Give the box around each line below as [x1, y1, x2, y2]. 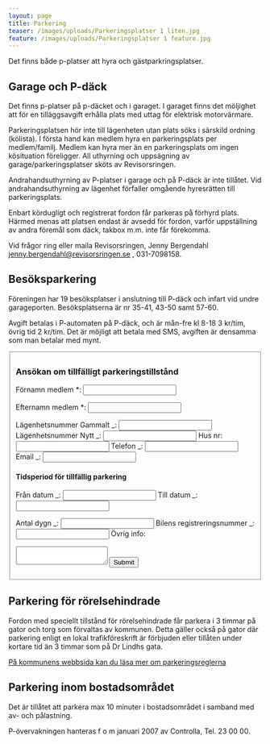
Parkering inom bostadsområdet [8, 680, 175, 694]
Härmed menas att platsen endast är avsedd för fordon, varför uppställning [8, 217, 258, 227]
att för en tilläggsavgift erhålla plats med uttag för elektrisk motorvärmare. [8, 110, 254, 119]
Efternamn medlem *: [15, 402, 87, 412]
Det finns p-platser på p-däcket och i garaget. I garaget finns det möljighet [8, 102, 256, 111]
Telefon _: [110, 441, 143, 451]
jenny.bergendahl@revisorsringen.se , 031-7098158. [8, 249, 182, 259]
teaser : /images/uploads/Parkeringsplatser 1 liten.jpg [8, 27, 200, 35]
